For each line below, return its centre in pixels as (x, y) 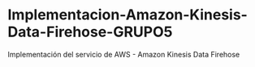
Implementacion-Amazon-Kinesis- (128, 15)
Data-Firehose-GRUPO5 (90, 32)
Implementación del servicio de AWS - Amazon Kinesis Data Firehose (124, 54)
